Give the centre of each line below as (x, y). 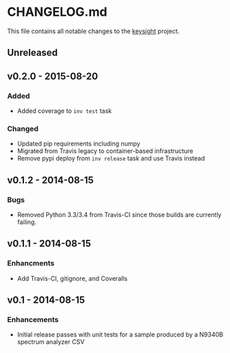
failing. (27, 222)
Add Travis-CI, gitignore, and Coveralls (72, 278)
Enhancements (33, 320)
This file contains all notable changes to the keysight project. (93, 31)
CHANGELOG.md (57, 12)
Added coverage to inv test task (64, 111)
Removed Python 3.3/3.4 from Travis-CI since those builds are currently (119, 215)
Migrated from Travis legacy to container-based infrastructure (105, 151)
